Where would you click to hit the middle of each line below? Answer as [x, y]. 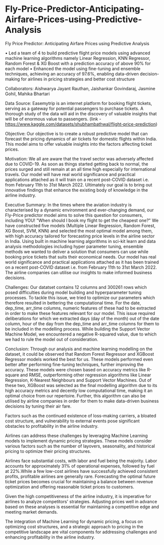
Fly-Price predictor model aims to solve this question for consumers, [74, 215]
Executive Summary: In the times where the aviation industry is [69, 205]
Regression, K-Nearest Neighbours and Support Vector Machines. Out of [78, 380]
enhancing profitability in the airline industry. [50, 537]
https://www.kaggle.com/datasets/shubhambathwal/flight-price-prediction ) [81, 124]
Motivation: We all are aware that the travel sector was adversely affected [79, 158]
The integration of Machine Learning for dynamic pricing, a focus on [74, 521]
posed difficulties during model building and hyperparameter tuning [73, 292]
